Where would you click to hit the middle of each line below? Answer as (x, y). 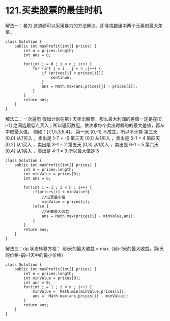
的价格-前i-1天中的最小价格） (36, 255)
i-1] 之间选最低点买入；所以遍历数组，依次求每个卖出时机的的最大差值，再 (83, 125)
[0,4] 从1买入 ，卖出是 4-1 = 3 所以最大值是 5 (52, 151)
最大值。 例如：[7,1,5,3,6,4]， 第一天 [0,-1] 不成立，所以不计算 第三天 (86, 131)
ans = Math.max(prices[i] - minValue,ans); (89, 216)
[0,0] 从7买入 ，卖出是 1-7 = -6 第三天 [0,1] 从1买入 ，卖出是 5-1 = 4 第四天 (83, 138)
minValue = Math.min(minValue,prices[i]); (79, 291)
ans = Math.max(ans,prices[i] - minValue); (80, 296)
